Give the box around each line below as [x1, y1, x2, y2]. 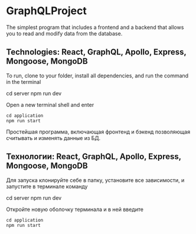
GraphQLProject [6, 4, 87, 18]
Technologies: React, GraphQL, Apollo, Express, [6, 47, 187, 57]
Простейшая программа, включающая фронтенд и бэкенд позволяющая [6, 128, 191, 135]
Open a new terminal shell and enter [6, 101, 94, 108]
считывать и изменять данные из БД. [6, 134, 101, 141]
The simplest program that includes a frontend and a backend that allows [6, 24, 184, 31]
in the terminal [6, 78, 41, 85]
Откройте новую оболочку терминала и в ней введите [6, 206, 143, 213]
